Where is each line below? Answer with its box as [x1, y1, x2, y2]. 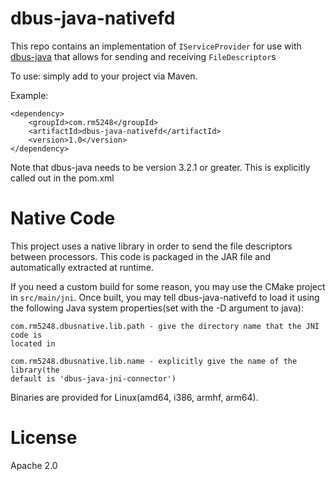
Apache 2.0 [10, 459, 58, 471]
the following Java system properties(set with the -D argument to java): [10, 302, 304, 314]
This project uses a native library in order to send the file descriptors [10, 240, 293, 252]
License [10, 427, 78, 449]
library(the [10, 365, 60, 375]
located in [10, 338, 56, 349]
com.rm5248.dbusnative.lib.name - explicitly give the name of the [10, 356, 298, 366]
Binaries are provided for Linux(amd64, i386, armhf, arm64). [10, 391, 259, 403]
